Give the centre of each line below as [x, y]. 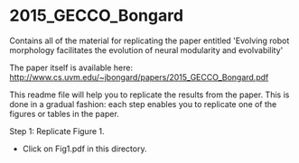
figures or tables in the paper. [64, 113]
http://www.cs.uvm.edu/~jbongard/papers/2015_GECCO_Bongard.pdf [139, 77]
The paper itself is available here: [71, 68]
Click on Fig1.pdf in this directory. [84, 149]
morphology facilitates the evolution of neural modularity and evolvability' [146, 50]
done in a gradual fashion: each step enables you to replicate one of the [143, 104]
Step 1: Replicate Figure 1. [57, 131]
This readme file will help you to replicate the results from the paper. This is [149, 95]
